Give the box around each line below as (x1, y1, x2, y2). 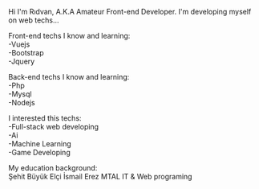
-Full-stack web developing (8, 122, 99, 131)
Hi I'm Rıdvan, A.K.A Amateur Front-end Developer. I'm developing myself (8, 7, 252, 16)
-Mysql (8, 89, 32, 99)
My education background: (8, 163, 98, 172)
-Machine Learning (8, 139, 72, 148)
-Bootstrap (8, 48, 44, 57)
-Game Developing (8, 148, 71, 157)
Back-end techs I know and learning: (8, 72, 130, 81)
